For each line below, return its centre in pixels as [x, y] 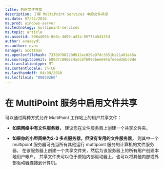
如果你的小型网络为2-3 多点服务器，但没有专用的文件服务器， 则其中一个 [85, 138]
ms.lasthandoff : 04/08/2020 [34, 73]
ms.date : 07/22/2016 [26, 19]
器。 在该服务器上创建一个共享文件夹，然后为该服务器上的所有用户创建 [83, 150]
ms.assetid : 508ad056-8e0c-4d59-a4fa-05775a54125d [58, 37]
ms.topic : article [24, 32]
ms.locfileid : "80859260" [31, 77]
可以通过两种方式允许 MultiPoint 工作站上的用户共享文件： [63, 117]
